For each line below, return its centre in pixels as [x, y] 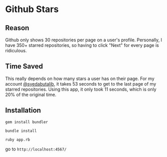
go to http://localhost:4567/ [36, 149]
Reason [17, 28]
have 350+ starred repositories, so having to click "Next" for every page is [82, 45]
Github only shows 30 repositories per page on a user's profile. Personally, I [83, 40]
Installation [23, 110]
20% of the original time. [31, 95]
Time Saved [24, 66]
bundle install [21, 131]
